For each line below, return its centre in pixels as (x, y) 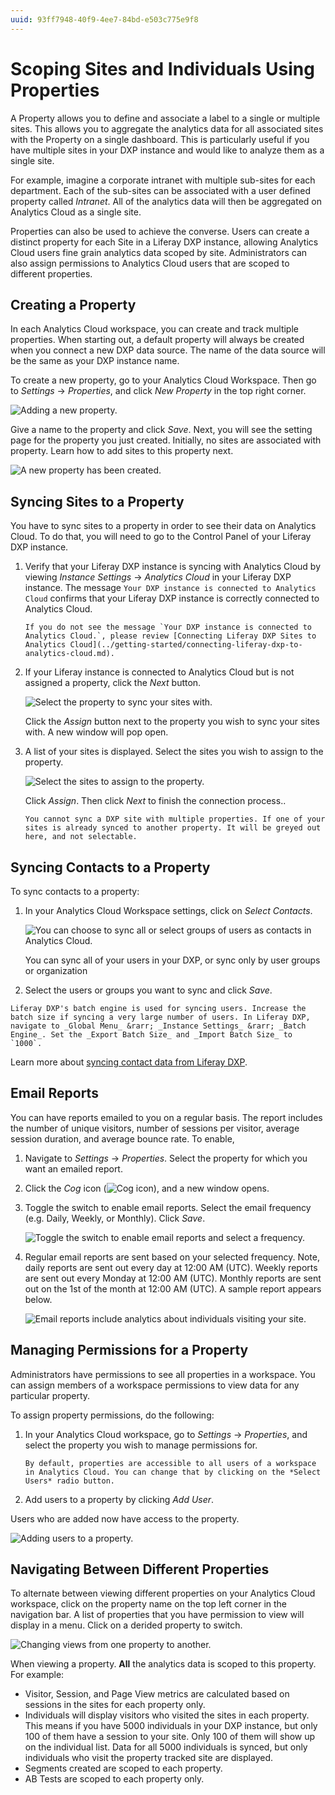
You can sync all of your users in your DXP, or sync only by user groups (172, 960)
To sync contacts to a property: (75, 891)
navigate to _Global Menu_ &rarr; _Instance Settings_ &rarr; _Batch (158, 1026)
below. (38, 1299)
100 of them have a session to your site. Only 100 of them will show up (170, 1737)
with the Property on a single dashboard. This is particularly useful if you (160, 139)
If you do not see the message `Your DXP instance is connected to (168, 627)
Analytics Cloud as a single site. (76, 212)
